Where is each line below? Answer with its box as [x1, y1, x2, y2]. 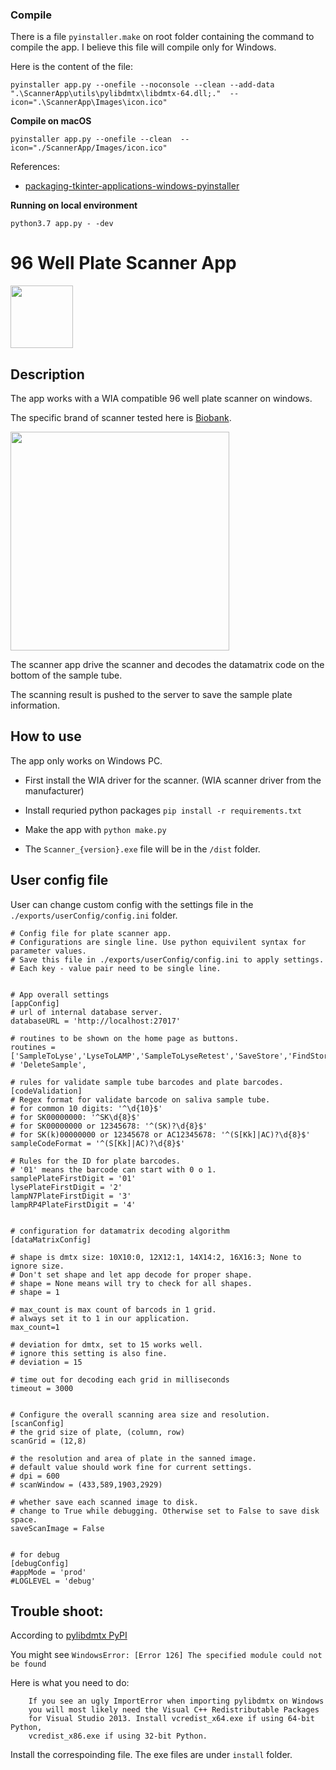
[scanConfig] [10, 1418, 65, 1428]
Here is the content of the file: [10, 61, 134, 73]
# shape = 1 [10, 1287, 60, 1297]
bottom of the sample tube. [10, 669, 123, 682]
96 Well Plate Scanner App [10, 252, 237, 275]
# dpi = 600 [10, 1471, 60, 1481]
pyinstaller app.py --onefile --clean [10, 134, 172, 145]
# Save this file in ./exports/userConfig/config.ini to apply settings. [10, 954, 325, 965]
